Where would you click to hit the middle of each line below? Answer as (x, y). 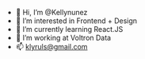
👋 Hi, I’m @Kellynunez (52, 12)
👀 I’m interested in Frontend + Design (76, 21)
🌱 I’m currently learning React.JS (69, 29)
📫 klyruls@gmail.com (52, 47)
